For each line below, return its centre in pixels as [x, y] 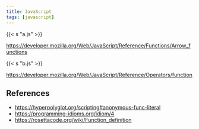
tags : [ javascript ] [30, 17]
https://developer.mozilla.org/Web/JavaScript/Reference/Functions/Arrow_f [99, 46]
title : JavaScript [29, 12]
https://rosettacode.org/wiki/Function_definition [73, 120]
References [28, 93]
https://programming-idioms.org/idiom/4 [64, 114]
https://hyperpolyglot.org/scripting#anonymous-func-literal [88, 108]
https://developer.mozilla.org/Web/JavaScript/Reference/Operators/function [99, 75]
